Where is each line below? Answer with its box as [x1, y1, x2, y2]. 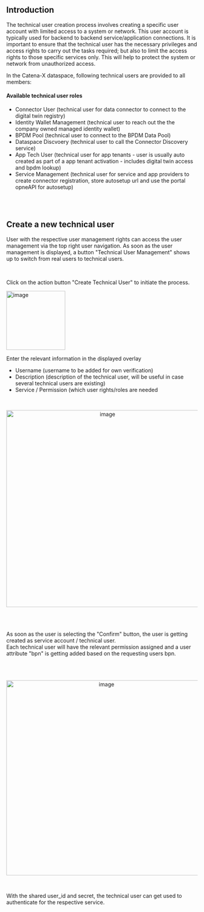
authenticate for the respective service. [6, 899, 105, 906]
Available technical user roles [6, 92, 83, 99]
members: [6, 78, 32, 85]
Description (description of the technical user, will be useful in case [15, 373, 184, 380]
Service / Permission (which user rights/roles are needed [15, 386, 158, 393]
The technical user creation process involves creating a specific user [6, 21, 179, 28]
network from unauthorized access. [6, 60, 96, 67]
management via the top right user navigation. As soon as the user [6, 242, 173, 249]
